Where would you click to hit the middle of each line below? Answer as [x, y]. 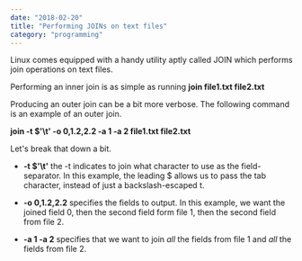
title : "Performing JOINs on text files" [89, 26]
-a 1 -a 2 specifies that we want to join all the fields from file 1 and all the [157, 239]
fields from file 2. [55, 249]
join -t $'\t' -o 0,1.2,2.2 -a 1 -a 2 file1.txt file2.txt [101, 131]
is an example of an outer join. [66, 114]
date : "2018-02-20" [47, 18]
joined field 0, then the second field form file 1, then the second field [150, 212]
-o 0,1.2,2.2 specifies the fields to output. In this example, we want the [154, 202]
